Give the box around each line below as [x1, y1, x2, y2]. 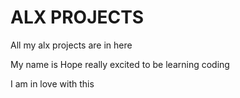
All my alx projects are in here [10, 39, 133, 51]
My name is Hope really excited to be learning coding [10, 58, 230, 70]
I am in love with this [10, 77, 95, 90]
